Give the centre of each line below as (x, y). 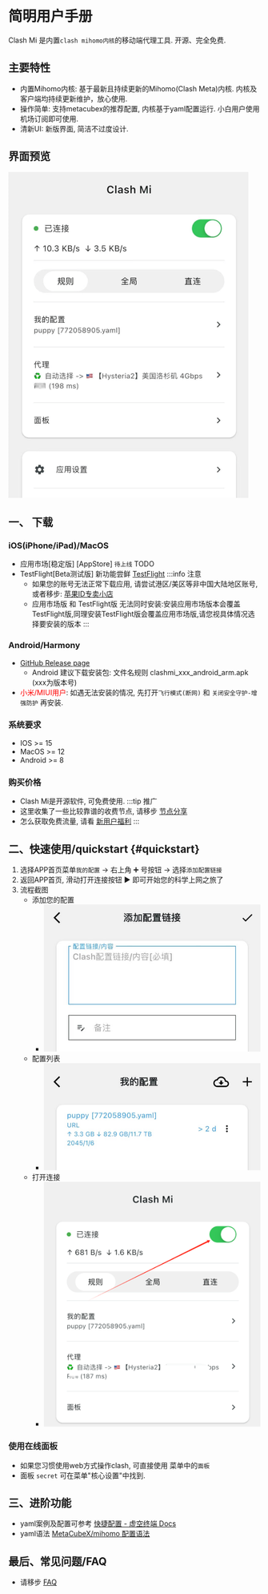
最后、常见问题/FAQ (58, 1562)
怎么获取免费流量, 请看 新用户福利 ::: (80, 821)
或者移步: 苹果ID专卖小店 (72, 594)
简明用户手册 (51, 16)
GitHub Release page (55, 662)
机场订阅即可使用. (49, 119)
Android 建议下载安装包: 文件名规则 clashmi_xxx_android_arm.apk (140, 672)
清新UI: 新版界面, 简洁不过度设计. (74, 128)
